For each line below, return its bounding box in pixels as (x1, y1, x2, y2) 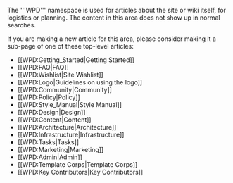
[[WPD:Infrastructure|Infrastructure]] (17, 130, 125, 139)
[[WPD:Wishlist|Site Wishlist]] (17, 70, 103, 79)
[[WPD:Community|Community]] (17, 86, 113, 94)
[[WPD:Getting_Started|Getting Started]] (17, 56, 135, 64)
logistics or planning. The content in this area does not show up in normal (7, 13, 220, 22)
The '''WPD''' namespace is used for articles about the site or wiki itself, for (7, 6, 227, 14)
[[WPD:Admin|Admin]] (17, 153, 83, 161)
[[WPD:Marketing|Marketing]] (17, 146, 104, 153)
